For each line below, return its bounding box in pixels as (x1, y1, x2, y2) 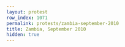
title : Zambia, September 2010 (6, 26, 86, 32)
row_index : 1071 (6, 15, 48, 21)
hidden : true (6, 32, 40, 38)
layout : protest (6, 9, 48, 15)
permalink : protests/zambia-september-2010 (6, 20, 119, 26)
